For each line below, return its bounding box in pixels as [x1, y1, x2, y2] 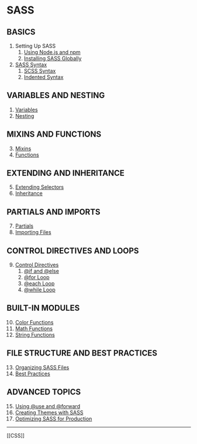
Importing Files [15, 229, 51, 236]
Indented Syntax [23, 74, 64, 80]
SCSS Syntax [23, 67, 56, 74]
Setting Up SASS [15, 42, 56, 49]
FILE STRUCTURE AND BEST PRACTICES [6, 348, 157, 358]
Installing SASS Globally [23, 55, 82, 62]
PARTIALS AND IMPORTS [6, 206, 101, 217]
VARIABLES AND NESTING [6, 90, 105, 100]
